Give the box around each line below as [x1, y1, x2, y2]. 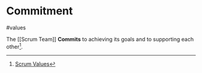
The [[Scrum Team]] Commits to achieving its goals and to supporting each [6, 35, 194, 42]
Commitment [6, 4, 73, 18]
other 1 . [6, 42, 23, 50]
